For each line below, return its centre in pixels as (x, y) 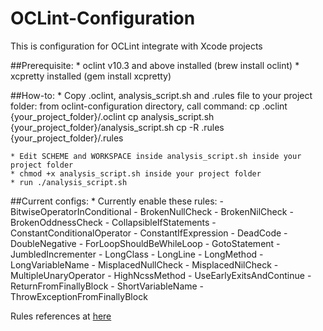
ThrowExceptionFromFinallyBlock (79, 296)
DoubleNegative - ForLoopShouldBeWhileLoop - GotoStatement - (145, 243)
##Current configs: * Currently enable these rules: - (117, 201)
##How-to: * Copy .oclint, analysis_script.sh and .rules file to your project (161, 95)
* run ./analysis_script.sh (69, 182)
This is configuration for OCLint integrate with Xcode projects (136, 46)
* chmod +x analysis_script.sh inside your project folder (136, 173)
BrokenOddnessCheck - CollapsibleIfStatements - (113, 222)
